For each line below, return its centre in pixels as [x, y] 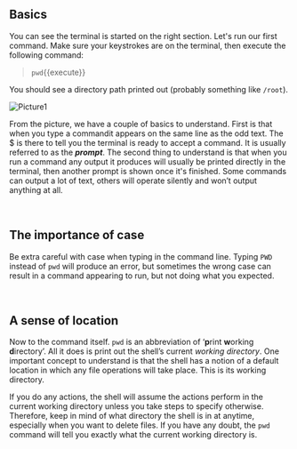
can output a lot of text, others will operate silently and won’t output [133, 180]
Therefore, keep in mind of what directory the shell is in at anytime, [132, 416]
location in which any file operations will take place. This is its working [138, 370]
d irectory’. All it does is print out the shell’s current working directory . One [144, 351]
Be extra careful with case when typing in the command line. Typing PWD [141, 256]
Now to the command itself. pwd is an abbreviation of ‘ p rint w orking [132, 342]
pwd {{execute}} [58, 72]
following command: [47, 55]
